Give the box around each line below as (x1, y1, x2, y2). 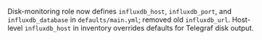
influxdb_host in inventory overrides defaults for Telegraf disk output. (24, 24, 254, 32)
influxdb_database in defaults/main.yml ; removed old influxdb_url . (7, 15, 231, 24)
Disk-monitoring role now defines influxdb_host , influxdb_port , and (7, 7, 232, 16)
